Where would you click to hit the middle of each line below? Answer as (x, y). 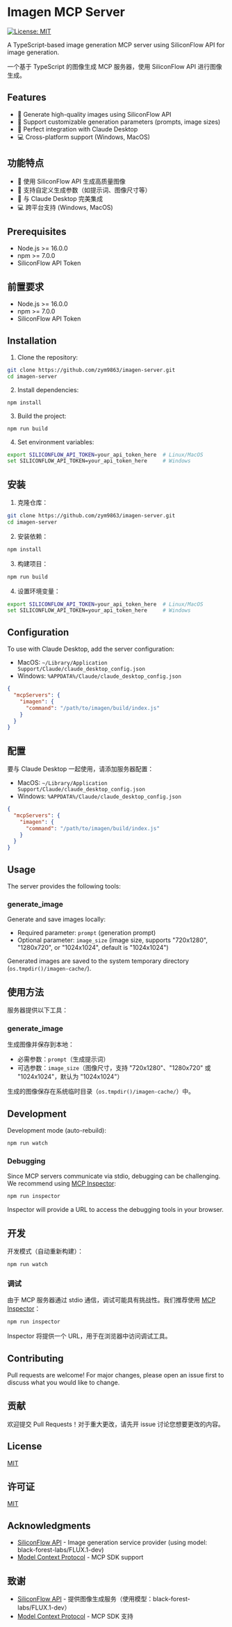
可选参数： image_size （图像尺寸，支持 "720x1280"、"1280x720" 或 (114, 1068)
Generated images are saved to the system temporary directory (98, 961)
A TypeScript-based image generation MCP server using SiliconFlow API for (116, 44)
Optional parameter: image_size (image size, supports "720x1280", (113, 940)
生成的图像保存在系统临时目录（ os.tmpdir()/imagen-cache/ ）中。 (101, 1092)
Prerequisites (37, 231)
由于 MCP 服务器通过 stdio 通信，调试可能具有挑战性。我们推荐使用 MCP (111, 1300)
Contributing (35, 1358)
